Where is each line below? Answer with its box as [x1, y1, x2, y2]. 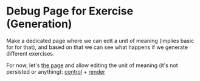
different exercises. [6, 50, 55, 57]
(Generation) [6, 17, 72, 31]
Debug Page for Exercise [6, 4, 134, 18]
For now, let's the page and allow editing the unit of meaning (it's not [6, 62, 178, 69]
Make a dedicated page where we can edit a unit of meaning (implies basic [6, 37, 195, 44]
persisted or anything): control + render [6, 68, 105, 75]
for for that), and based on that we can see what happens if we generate [6, 44, 188, 51]
